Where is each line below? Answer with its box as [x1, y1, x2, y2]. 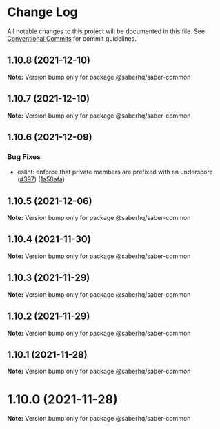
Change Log [7, 4, 78, 20]
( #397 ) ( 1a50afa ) [17, 175, 66, 183]
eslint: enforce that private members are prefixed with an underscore [17, 167, 214, 176]
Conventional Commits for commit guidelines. [7, 34, 137, 42]
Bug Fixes [7, 152, 41, 161]
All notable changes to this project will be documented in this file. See [7, 27, 206, 35]
